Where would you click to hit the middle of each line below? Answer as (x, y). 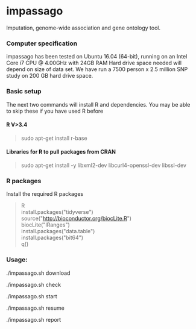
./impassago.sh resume (35, 308)
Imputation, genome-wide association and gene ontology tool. (84, 28)
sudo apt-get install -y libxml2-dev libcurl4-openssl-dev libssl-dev (104, 165)
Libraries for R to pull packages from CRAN (61, 152)
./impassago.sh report (34, 319)
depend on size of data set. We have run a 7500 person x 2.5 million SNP (97, 69)
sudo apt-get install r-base (54, 138)
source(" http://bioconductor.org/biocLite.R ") (76, 219)
